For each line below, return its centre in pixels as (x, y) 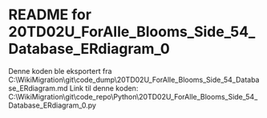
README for (50, 15)
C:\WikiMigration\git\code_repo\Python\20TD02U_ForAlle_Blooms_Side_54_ (133, 96)
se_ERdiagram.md (38, 88)
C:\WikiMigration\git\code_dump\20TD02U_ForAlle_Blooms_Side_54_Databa (134, 79)
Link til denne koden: (104, 88)
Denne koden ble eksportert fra (60, 71)
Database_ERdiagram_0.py (52, 105)
